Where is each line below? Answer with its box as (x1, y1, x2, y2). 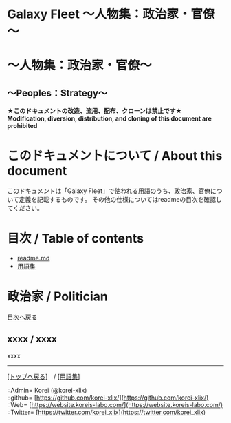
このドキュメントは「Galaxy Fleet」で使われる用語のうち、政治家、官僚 (7, 187, 211, 195)
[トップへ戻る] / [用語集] (7, 372, 80, 380)
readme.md (16, 254, 50, 262)
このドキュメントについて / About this (7, 148, 223, 164)
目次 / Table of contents (7, 231, 144, 247)
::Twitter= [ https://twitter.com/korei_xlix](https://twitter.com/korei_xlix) (7, 408, 206, 416)
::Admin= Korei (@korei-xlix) (7, 386, 87, 394)
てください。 (7, 204, 43, 212)
